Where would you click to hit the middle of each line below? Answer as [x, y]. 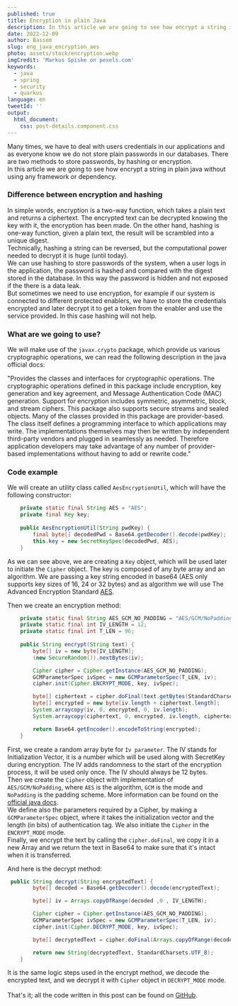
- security [30, 87]
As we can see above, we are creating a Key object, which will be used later [118, 561]
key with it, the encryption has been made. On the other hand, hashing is [113, 225]
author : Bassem [30, 40]
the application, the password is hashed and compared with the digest [110, 270]
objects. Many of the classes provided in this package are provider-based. [116, 416]
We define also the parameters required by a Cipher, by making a [102, 809]
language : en [27, 100]
